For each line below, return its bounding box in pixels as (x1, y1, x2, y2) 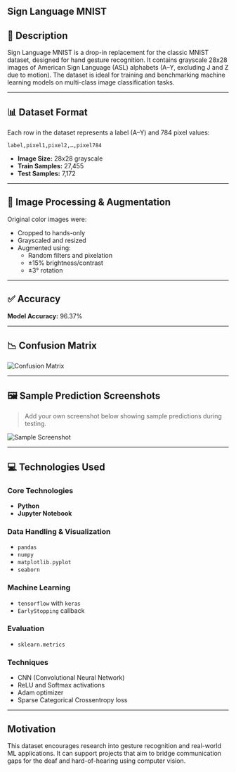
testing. (24, 419, 47, 428)
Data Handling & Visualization (7, 526, 111, 536)
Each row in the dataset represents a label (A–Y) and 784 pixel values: (7, 128, 210, 137)
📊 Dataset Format (7, 106, 88, 118)
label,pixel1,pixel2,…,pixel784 (7, 142, 102, 149)
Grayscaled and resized (17, 236, 86, 244)
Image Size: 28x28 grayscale (17, 154, 103, 163)
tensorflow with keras (17, 599, 81, 607)
